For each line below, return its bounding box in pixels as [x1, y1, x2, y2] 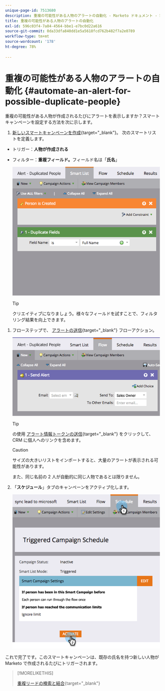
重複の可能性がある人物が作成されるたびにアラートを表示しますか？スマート [5, 113, 160, 119]
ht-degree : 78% [5, 44, 36, 49]
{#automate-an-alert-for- [24, 85, 131, 96]
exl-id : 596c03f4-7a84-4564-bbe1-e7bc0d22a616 [5, 24, 102, 29]
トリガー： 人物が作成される [12, 146, 69, 152]
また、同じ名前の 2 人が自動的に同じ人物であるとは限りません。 [12, 473, 142, 480]
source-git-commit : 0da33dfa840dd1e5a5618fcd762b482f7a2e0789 [5, 29, 135, 34]
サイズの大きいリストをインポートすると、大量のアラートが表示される [12, 457, 154, 463]
